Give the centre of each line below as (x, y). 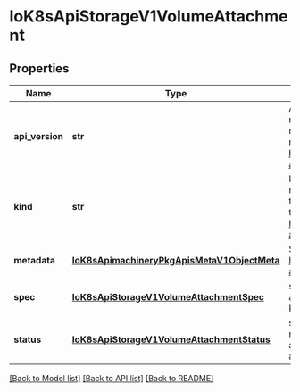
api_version (39, 136)
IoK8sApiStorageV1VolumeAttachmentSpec (168, 297)
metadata (34, 260)
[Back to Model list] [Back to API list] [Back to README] (112, 378)
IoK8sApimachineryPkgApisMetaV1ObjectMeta (176, 260)
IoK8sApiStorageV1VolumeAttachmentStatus (171, 339)
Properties (39, 68)
